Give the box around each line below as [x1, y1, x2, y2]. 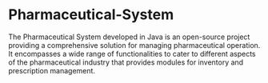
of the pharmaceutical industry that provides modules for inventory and [8, 57, 244, 67]
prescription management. [8, 65, 96, 75]
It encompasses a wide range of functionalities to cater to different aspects [8, 49, 256, 58]
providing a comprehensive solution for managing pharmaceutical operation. [8, 40, 261, 49]
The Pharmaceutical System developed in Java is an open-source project [8, 32, 250, 41]
